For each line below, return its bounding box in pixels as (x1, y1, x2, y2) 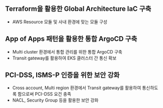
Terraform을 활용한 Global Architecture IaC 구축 (5, 4, 152, 13)
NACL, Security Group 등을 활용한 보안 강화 (12, 97, 99, 103)
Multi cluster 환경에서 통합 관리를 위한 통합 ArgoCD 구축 (12, 49, 122, 54)
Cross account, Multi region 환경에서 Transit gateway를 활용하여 (12, 85, 141, 91)
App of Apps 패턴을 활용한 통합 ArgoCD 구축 (5, 35, 137, 43)
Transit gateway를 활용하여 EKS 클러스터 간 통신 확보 (12, 55, 117, 61)
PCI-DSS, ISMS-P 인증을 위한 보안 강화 (5, 71, 120, 79)
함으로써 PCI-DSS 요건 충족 (17, 91, 71, 97)
